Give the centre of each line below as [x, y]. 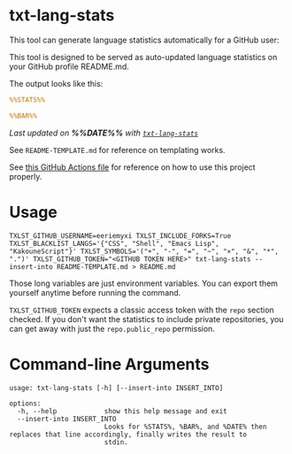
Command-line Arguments [109, 364]
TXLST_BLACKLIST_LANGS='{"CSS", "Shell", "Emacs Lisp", [114, 243]
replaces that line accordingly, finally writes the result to [128, 435]
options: [25, 404]
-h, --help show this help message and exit [122, 411]
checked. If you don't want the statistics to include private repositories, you [146, 319]
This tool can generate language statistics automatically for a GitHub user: [144, 40]
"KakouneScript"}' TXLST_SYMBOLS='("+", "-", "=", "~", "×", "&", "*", [144, 251]
